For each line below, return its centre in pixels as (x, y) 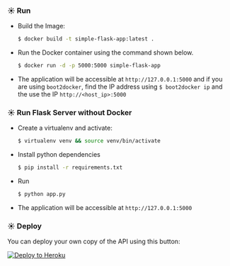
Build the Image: (41, 26)
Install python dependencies (59, 155)
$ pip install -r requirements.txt (70, 168)
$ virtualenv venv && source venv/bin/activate (89, 141)
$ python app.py (41, 194)
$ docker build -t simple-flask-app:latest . (86, 39)
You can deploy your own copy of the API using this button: (94, 242)
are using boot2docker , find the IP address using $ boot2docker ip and (120, 87)
